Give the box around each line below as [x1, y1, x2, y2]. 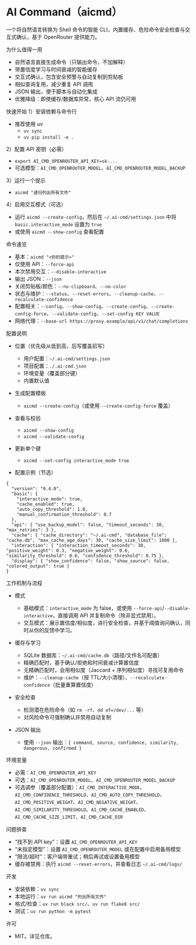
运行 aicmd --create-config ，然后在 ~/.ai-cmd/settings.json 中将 [14, 213, 177, 220]
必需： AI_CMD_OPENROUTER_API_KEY [14, 769, 97, 776]
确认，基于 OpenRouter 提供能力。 [16, 33, 100, 40]
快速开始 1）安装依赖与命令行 [6, 107, 77, 115]
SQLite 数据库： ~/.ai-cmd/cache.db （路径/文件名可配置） [23, 651, 163, 658]
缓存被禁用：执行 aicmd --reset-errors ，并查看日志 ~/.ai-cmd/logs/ [14, 860, 182, 867]
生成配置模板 [14, 389, 46, 396]
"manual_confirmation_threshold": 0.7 [16, 511, 112, 517]
